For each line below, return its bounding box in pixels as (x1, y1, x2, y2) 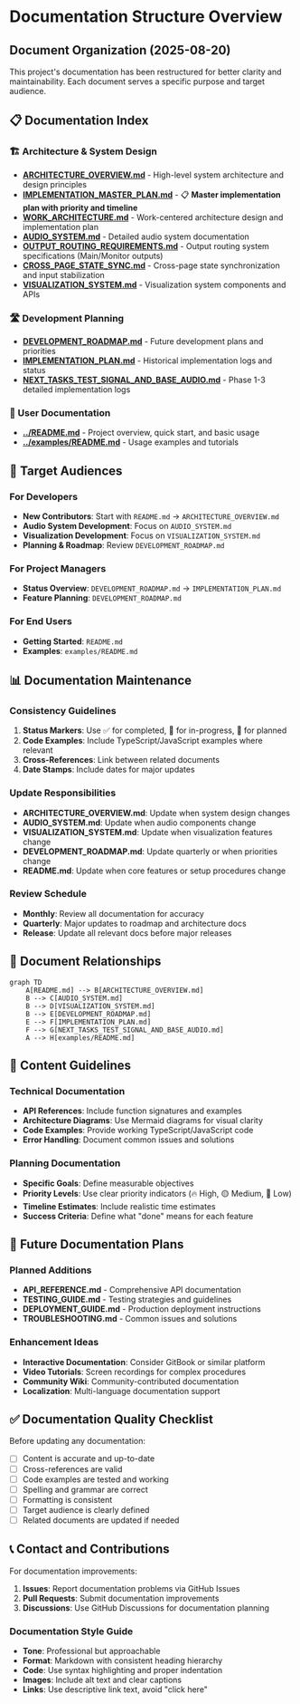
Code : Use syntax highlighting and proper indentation (22, 1664, 223, 1675)
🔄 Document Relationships (9, 954, 162, 969)
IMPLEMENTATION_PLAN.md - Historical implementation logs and (22, 355, 273, 366)
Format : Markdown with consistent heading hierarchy (22, 1655, 223, 1666)
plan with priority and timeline (22, 202, 138, 213)
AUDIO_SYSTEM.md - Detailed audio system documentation (22, 231, 250, 242)
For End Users (9, 615, 72, 628)
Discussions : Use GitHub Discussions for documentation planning (22, 1602, 269, 1613)
